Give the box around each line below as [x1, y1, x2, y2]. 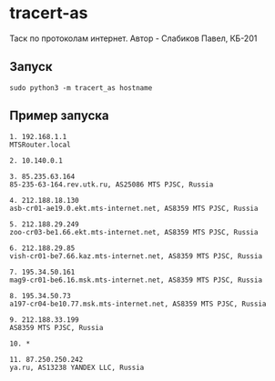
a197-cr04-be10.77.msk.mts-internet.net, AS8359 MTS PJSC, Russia [9, 299, 267, 308]
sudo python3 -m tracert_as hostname [9, 83, 153, 93]
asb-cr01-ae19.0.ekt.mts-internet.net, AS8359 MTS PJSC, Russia [9, 204, 259, 213]
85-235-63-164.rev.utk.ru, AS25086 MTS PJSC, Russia [9, 180, 214, 189]
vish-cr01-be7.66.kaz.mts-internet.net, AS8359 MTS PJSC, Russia [9, 251, 262, 261]
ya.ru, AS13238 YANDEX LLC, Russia [9, 363, 145, 372]
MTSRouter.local [9, 140, 71, 149]
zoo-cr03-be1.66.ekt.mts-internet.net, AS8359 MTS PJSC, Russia [9, 227, 259, 236]
